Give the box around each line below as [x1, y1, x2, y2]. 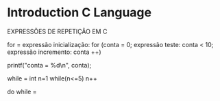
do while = [7, 87, 37, 96]
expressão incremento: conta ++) [7, 48, 101, 56]
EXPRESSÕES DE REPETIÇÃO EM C [7, 27, 108, 35]
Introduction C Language [7, 5, 152, 20]
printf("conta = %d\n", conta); [7, 61, 92, 69]
